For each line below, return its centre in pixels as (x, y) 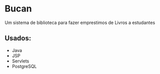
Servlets (20, 61)
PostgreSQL (24, 66)
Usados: (18, 38)
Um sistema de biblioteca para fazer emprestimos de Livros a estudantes (80, 22)
